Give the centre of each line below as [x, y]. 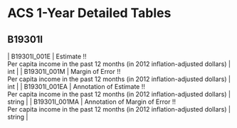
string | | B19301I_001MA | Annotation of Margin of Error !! [92, 102]
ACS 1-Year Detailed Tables [89, 13]
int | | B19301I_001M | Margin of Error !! [64, 71]
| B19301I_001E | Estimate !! [47, 56]
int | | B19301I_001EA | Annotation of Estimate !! [77, 86]
